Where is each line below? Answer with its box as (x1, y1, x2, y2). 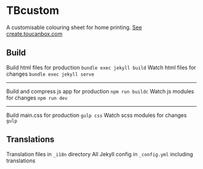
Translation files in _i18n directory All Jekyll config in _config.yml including (6, 150, 193, 157)
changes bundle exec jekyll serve (6, 70, 95, 78)
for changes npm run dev (6, 94, 68, 101)
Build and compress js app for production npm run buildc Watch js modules (6, 87, 195, 94)
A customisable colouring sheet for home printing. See (6, 24, 142, 31)
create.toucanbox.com (6, 30, 63, 37)
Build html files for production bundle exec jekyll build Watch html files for (6, 64, 196, 71)
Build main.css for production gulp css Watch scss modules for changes (6, 111, 187, 119)
